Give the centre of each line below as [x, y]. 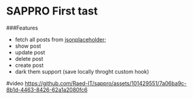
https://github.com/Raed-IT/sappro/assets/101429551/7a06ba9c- [106, 83]
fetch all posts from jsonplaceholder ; [61, 39]
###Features [22, 28]
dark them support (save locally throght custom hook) [82, 71]
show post [28, 46]
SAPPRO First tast [52, 11]
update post [30, 52]
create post [29, 65]
